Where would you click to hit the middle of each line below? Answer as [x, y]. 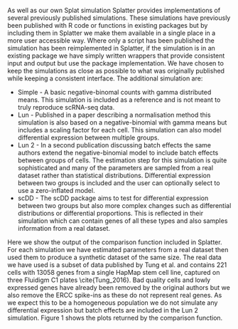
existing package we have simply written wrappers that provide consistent [116, 56]
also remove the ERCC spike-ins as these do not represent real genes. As [115, 295]
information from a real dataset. [64, 228]
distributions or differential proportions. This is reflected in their [110, 213]
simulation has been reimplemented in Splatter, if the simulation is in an [111, 48]
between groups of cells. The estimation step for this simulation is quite [122, 160]
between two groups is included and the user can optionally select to [119, 183]
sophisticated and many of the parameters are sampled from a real [115, 168]
